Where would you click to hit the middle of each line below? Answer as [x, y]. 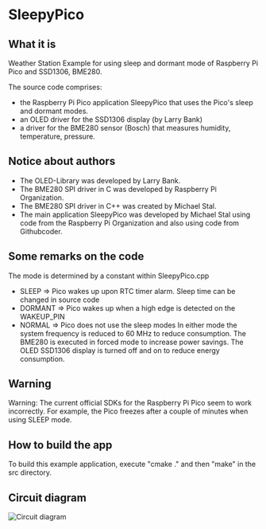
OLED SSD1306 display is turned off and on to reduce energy [120, 350]
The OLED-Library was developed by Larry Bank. [100, 180]
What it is [32, 44]
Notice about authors [62, 161]
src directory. [30, 472]
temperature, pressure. [57, 136]
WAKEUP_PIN [42, 316]
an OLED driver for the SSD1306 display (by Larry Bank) [111, 120]
